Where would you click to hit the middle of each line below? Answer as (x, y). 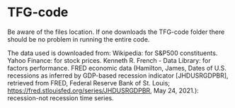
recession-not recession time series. (61, 98)
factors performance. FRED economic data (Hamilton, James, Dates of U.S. (117, 68)
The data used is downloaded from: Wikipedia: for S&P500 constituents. (113, 53)
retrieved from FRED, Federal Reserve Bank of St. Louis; (89, 83)
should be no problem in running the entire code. (79, 39)
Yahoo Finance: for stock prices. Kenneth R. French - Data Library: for (109, 60)
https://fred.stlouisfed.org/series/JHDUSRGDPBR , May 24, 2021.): (103, 90)
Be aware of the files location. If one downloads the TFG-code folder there (116, 32)
